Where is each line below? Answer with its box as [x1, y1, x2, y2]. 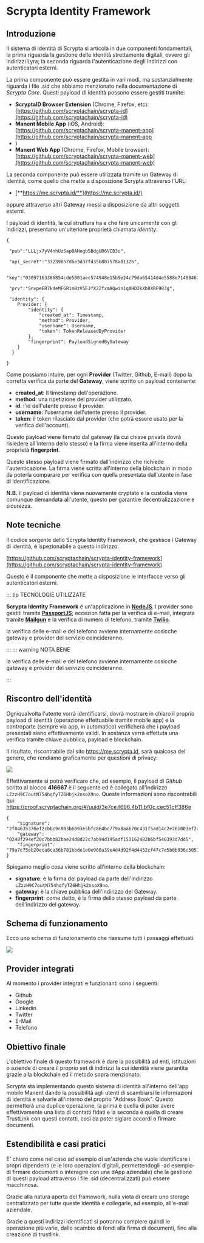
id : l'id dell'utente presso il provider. [15, 402, 105, 409]
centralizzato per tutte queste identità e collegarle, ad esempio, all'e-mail [6, 1199, 189, 1206]
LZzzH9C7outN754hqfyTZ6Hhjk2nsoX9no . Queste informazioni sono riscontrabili [6, 790, 197, 797]
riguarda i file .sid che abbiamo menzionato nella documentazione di [6, 82, 177, 90]
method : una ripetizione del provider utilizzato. [15, 396, 133, 403]
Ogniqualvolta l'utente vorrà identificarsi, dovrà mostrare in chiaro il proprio [6, 710, 195, 717]
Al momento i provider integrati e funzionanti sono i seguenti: [6, 980, 159, 987]
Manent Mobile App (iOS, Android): [15, 120, 105, 127]
